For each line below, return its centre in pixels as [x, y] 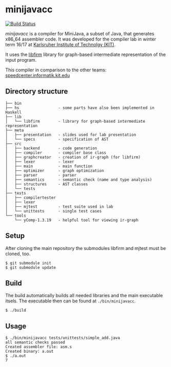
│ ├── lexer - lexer [40, 162]
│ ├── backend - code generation [51, 148]
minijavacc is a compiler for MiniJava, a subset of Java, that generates [80, 33]
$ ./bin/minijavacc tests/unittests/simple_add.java [63, 338]
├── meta [15, 130]
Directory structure [37, 92]
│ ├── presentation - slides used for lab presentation [71, 134]
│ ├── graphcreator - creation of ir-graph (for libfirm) [73, 157]
